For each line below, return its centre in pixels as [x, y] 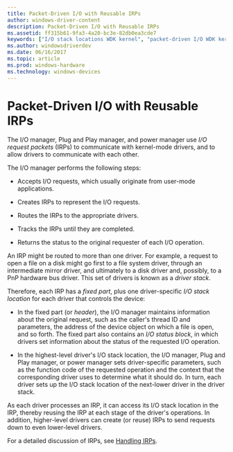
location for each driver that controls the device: [76, 299]
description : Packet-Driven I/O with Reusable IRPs [83, 26]
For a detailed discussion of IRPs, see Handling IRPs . [83, 441]
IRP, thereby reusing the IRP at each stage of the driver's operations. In [109, 412]
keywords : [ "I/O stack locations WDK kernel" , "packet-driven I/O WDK [111, 40]
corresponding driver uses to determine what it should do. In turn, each [119, 377]
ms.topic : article [34, 59]
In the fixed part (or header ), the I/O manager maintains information [113, 312]
